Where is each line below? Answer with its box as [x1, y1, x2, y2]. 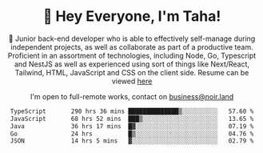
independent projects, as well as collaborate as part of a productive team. [10, 42, 253, 51]
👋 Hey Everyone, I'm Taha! [42, 7, 221, 26]
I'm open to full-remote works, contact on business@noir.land [30, 91, 234, 101]
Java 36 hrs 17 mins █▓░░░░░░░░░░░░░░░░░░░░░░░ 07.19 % [10, 122, 254, 131]
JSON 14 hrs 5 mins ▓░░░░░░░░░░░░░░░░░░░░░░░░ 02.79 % [10, 137, 254, 145]
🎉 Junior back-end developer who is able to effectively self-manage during [8, 34, 256, 43]
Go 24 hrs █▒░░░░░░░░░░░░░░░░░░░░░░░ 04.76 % [10, 130, 254, 138]
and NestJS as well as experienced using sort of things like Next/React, [14, 59, 250, 69]
